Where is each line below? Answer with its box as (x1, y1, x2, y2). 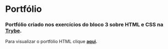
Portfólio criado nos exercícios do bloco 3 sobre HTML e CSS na (5, 21, 164, 28)
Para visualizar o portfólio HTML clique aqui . (5, 39, 98, 45)
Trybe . (5, 27, 22, 34)
